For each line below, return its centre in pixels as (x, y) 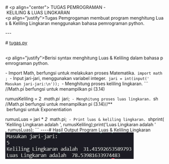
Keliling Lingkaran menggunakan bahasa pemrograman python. (79, 23)
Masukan (13, 84)
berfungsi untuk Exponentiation (39, 109)
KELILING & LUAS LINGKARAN (38, 13)
